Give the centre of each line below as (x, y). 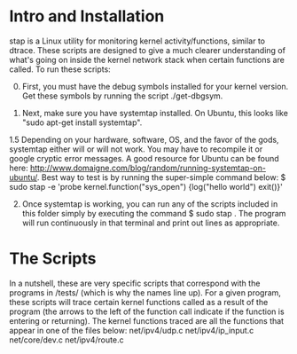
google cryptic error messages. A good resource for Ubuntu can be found (144, 158)
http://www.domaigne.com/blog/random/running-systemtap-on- (148, 168)
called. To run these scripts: (60, 69)
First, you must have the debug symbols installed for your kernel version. (155, 86)
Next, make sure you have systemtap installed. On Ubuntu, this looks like (155, 113)
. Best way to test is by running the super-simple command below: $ (161, 177)
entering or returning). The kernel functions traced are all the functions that (147, 320)
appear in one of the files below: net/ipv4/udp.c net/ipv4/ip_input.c (132, 330)
